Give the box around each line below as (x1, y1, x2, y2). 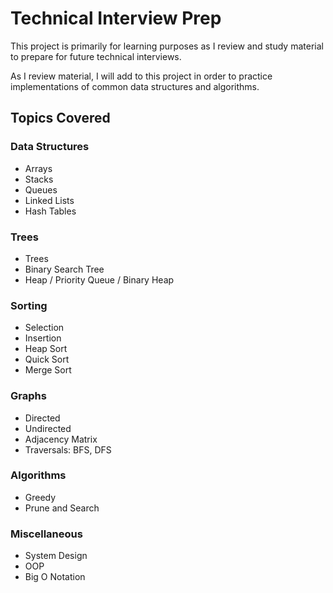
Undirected (24, 422, 72, 434)
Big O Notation (24, 571, 86, 583)
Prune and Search (24, 502, 100, 514)
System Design (24, 550, 88, 562)
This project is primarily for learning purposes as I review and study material (10, 40, 324, 52)
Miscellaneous (10, 527, 83, 541)
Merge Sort (24, 364, 72, 376)
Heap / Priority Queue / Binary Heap (24, 273, 175, 286)
